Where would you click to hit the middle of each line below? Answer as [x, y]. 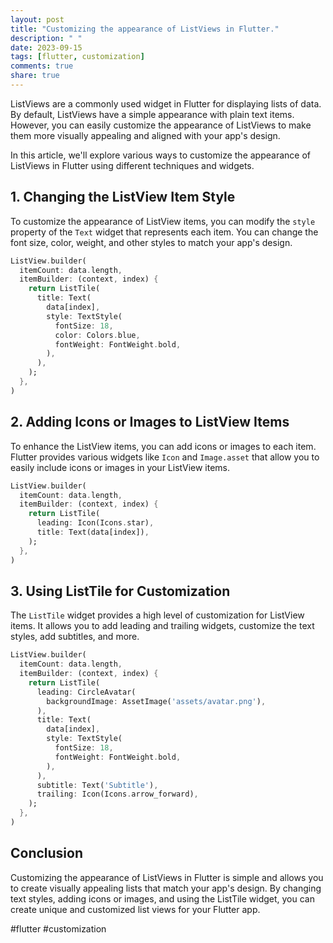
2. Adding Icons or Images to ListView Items [150, 422]
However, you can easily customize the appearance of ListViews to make [161, 125]
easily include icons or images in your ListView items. [120, 467]
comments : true [42, 66]
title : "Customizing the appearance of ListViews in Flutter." [145, 29]
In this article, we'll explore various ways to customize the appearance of [160, 155]
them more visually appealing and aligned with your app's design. [145, 135]
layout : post [37, 19]
